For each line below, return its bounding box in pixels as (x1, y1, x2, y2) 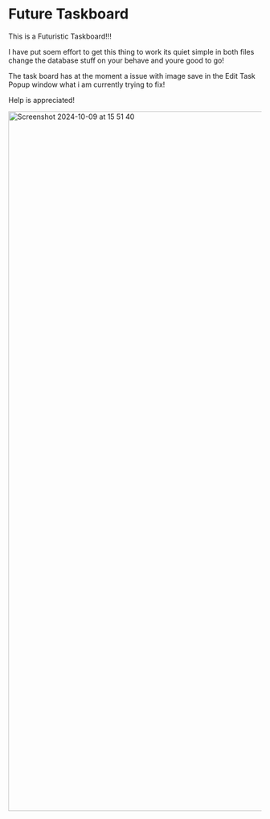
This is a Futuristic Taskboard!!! (8, 31, 112, 41)
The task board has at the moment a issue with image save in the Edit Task (8, 71, 256, 80)
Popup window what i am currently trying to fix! (8, 80, 166, 89)
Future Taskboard (8, 5, 129, 23)
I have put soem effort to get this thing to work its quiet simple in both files (8, 47, 255, 56)
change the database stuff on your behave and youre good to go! (8, 55, 225, 65)
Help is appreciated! (8, 95, 75, 104)
